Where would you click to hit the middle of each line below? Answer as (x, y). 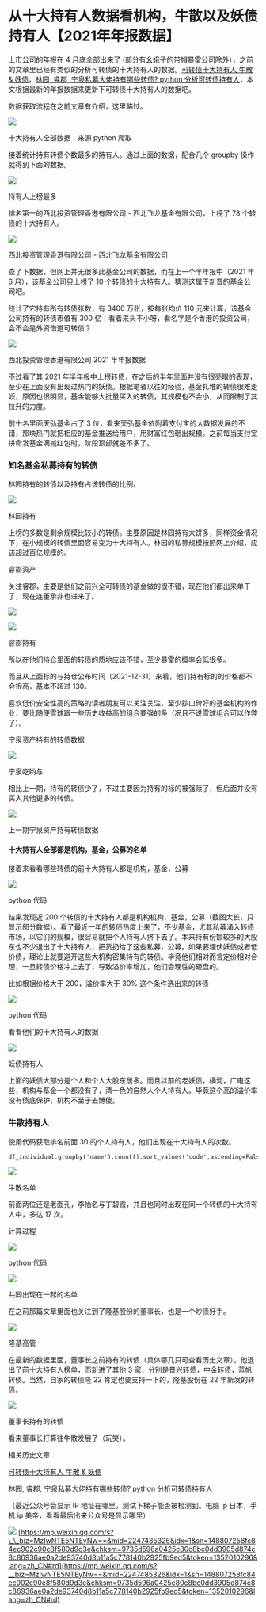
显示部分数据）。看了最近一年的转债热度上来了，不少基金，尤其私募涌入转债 (131, 927)
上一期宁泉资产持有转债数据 (53, 830)
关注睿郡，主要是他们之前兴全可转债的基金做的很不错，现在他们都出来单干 (129, 586)
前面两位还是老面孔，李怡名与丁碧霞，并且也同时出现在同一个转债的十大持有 (133, 1204)
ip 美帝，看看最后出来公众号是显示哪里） (84, 1515)
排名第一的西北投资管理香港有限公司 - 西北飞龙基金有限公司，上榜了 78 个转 (132, 213)
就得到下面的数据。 (40, 164)
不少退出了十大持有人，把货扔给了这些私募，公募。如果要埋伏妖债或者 (136, 947)
